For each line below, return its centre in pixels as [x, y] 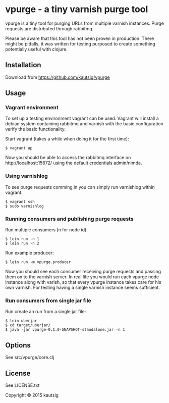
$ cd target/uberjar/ [28, 325]
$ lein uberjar [21, 321]
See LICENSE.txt [22, 385]
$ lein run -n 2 [22, 243]
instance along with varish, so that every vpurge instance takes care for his [83, 282]
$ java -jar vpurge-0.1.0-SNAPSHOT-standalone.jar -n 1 [65, 330]
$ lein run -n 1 [22, 239]
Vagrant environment [32, 108]
